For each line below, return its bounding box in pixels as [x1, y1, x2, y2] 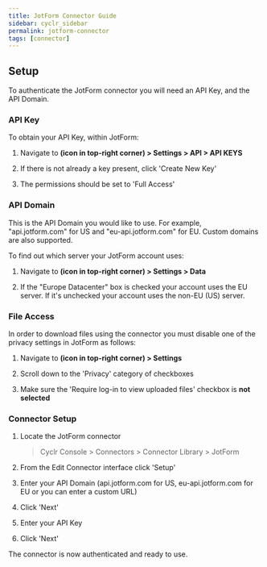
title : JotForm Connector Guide [8, 11, 117, 20]
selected [19, 393, 51, 402]
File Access [8, 311, 55, 322]
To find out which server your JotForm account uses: [8, 251, 184, 261]
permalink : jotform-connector [8, 27, 110, 35]
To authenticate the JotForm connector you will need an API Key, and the [8, 85, 250, 95]
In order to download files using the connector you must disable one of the [8, 328, 256, 339]
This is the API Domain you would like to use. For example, [8, 218, 203, 227]
